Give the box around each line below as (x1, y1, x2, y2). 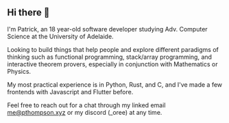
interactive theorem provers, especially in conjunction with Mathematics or (7, 59, 218, 68)
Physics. (7, 67, 32, 75)
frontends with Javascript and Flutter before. (7, 87, 134, 96)
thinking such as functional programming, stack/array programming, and (7, 53, 213, 61)
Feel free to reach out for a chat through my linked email (7, 100, 166, 109)
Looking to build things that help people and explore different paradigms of (7, 45, 219, 53)
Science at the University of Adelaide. (7, 32, 114, 40)
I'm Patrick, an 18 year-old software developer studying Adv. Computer (7, 25, 208, 33)
